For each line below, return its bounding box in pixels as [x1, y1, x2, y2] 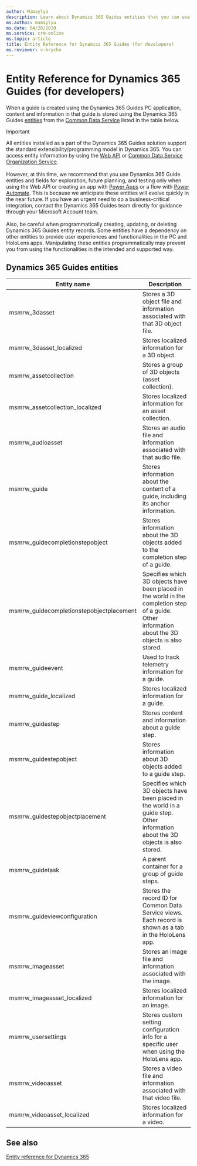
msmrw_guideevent [9, 664, 63, 672]
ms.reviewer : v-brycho [6, 47, 62, 53]
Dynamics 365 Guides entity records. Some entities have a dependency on [6, 227, 187, 234]
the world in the [142, 592, 186, 600]
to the [142, 545, 158, 554]
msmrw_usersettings [9, 1033, 67, 1041]
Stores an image [142, 947, 188, 956]
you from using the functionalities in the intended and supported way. [6, 245, 174, 253]
